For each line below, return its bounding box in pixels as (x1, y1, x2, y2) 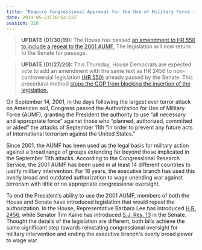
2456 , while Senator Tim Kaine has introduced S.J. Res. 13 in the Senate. (6, 211, 187, 219)
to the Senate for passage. (21, 49, 87, 57)
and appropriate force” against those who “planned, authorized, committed (6, 117, 193, 125)
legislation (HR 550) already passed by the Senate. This (55, 73, 193, 81)
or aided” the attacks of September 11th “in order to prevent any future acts (6, 124, 193, 131)
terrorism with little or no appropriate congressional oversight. (6, 180, 160, 187)
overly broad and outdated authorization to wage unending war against (6, 174, 183, 181)
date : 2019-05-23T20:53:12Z (6, 14, 77, 20)
